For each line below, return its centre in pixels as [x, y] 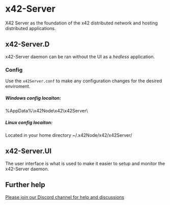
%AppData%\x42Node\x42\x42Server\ [47, 111]
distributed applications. [31, 28]
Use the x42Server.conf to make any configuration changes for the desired [84, 81]
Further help [25, 185]
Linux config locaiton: [29, 122]
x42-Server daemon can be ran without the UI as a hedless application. [80, 56]
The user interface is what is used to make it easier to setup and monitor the [85, 163]
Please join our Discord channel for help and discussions [65, 197]
